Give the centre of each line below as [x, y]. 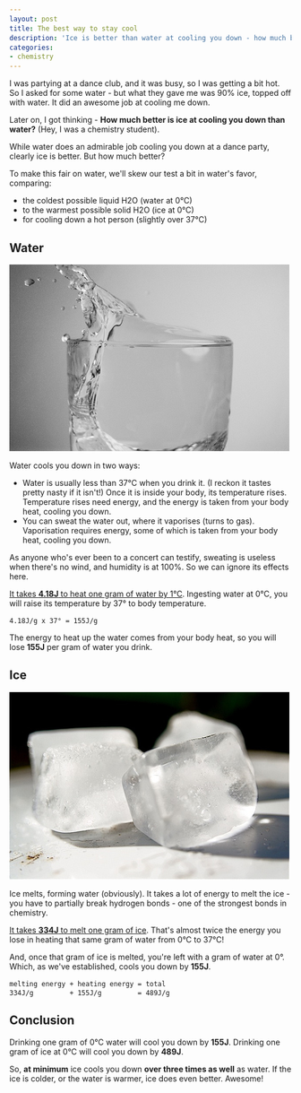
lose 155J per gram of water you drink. [81, 646]
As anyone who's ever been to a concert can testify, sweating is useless [142, 557]
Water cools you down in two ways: [75, 465]
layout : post [34, 19]
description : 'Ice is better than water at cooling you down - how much [148, 38]
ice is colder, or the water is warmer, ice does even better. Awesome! [137, 1078]
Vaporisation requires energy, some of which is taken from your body [150, 530]
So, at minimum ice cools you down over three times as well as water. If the [150, 1069]
